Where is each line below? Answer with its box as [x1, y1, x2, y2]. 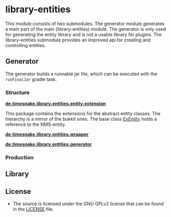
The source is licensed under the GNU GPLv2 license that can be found [12, 201, 164, 207]
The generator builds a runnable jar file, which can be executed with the [5, 71, 158, 77]
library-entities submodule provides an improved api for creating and [5, 37, 151, 43]
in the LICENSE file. [12, 206, 54, 212]
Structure [5, 89, 30, 96]
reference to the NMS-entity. [5, 121, 66, 127]
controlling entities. [5, 42, 46, 48]
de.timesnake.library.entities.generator [5, 141, 92, 147]
